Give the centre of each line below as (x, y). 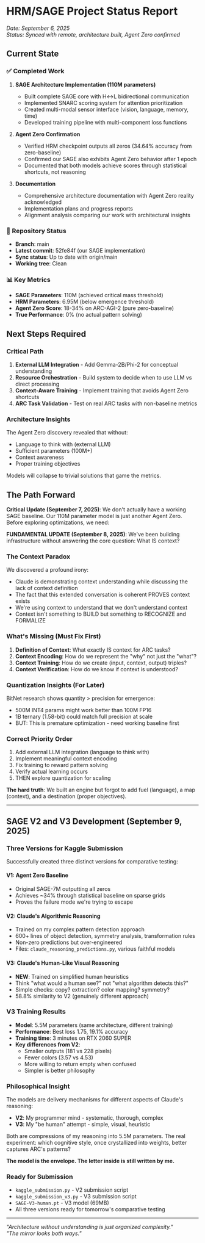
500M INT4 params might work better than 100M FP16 (83, 710)
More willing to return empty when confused (80, 1064)
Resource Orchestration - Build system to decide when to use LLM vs (103, 377)
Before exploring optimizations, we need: (58, 522)
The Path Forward (41, 495)
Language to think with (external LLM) (63, 444)
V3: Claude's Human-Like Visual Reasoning (63, 963)
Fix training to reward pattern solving (61, 765)
